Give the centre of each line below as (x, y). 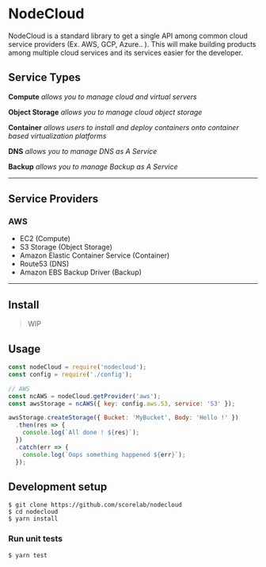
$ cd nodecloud (33, 512)
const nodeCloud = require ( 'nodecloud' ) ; (78, 367)
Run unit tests (36, 538)
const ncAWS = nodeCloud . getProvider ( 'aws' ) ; (84, 396)
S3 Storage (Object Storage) (66, 247)
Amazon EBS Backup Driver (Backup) (81, 272)
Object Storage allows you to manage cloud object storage (105, 112)
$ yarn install (33, 519)
